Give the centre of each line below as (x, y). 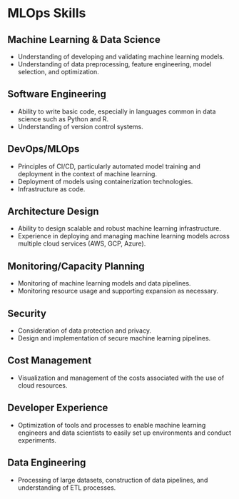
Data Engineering (47, 463)
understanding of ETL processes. (67, 488)
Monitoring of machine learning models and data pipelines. (104, 283)
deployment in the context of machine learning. (87, 173)
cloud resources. (42, 385)
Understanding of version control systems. (81, 126)
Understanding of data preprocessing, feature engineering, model (115, 64)
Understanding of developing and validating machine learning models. (121, 56)
